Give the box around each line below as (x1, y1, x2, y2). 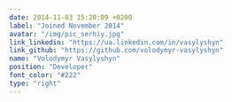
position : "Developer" (9, 63, 93, 72)
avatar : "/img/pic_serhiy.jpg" (9, 29, 125, 38)
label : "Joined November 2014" (9, 21, 125, 30)
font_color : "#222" (9, 71, 81, 80)
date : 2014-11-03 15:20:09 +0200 (9, 12, 133, 22)
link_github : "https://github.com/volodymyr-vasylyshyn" (9, 46, 224, 55)
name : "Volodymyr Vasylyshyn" (9, 54, 121, 63)
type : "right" (9, 79, 62, 88)
